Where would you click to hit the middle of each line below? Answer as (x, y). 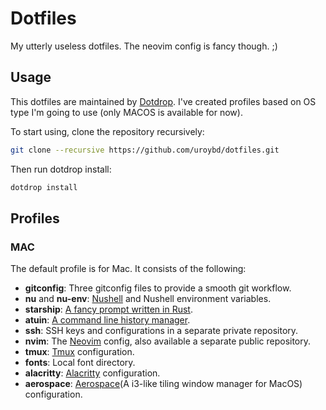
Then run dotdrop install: (61, 169)
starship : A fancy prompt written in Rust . (108, 309)
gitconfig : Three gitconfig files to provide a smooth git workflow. (158, 288)
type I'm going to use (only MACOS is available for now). (126, 112)
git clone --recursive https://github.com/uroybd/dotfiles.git (145, 150)
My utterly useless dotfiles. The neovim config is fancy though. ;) (144, 46)
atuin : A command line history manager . (107, 320)
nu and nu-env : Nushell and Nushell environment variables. (148, 299)
